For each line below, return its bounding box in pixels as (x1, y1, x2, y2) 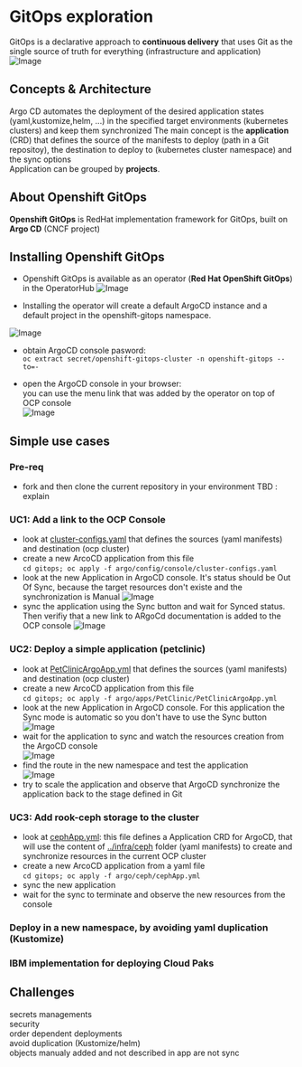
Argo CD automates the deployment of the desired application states (9, 106, 264, 117)
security (9, 1018, 41, 1029)
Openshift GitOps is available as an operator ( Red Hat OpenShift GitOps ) (22, 273, 293, 284)
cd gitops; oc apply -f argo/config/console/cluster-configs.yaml (22, 564, 278, 573)
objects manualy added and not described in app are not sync (9, 1047, 241, 1058)
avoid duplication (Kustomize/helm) (9, 1037, 142, 1048)
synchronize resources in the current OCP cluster (22, 850, 207, 861)
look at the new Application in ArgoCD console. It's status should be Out (22, 572, 291, 583)
